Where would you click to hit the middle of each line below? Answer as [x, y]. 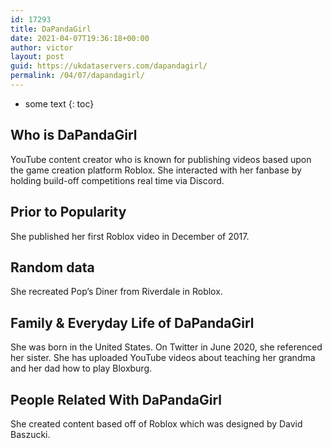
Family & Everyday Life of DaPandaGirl [132, 322]
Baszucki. [30, 434]
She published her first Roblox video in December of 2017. [130, 236]
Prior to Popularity [68, 212]
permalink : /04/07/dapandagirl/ [77, 76]
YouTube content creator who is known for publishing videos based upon [161, 159]
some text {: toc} [59, 103]
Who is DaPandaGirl [74, 135]
